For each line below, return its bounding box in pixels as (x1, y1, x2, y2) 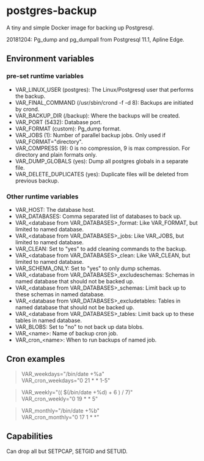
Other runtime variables (6, 192, 79, 201)
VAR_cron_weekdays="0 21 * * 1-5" (21, 377, 111, 384)
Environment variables (6, 53, 95, 64)
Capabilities (6, 431, 53, 441)
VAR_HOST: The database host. (15, 206, 95, 213)
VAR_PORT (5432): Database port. (15, 118, 102, 126)
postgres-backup (6, 4, 97, 18)
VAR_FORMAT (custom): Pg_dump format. (15, 125, 121, 132)
